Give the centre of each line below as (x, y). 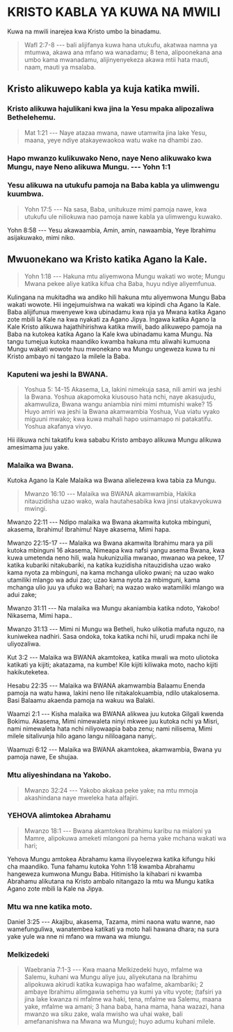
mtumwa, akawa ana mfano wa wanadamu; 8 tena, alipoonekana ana (123, 52)
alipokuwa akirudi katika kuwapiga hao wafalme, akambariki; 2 (114, 985)
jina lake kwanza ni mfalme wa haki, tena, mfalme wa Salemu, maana (123, 999)
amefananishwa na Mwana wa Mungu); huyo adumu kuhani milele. (120, 1022)
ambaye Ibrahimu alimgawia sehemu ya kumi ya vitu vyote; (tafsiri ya (123, 992)
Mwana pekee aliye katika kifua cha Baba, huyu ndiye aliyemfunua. (120, 283)
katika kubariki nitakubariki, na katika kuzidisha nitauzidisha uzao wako (109, 565)
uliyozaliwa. (24, 644)
